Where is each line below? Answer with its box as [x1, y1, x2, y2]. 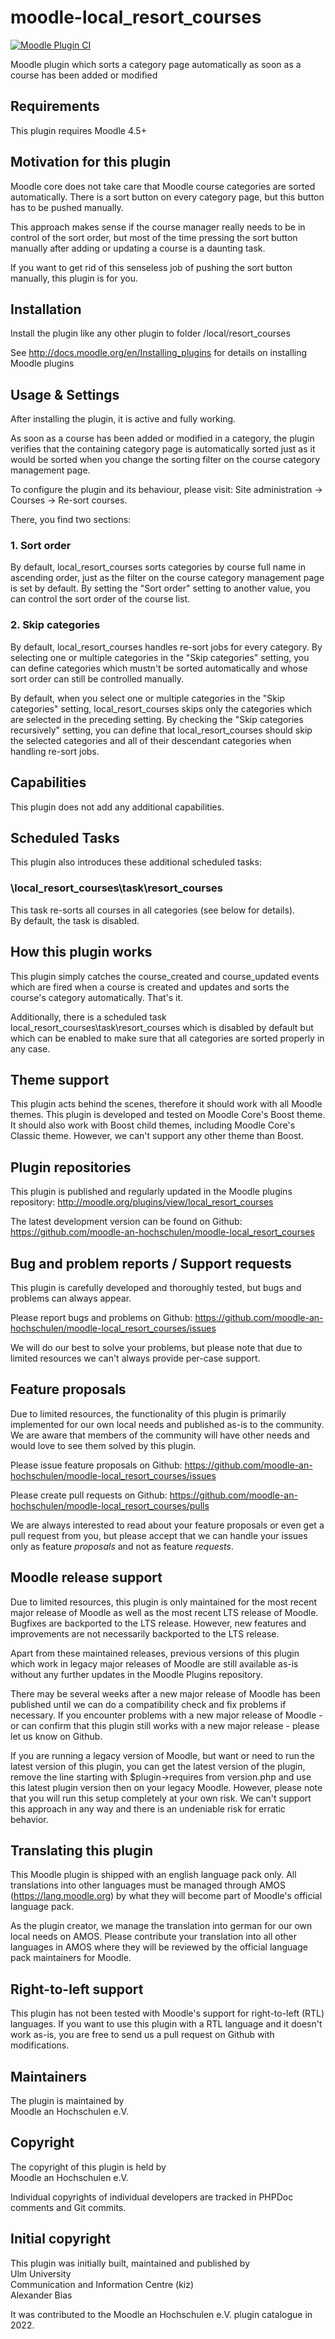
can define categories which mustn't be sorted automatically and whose [10, 662, 308, 674]
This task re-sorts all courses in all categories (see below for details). [10, 904, 296, 916]
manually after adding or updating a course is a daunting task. [10, 242, 266, 254]
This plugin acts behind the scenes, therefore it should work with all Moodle [10, 1098, 323, 1110]
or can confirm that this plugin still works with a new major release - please [10, 1719, 320, 1731]
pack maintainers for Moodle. [10, 1952, 132, 1964]
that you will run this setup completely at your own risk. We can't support [10, 1792, 312, 1804]
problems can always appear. [10, 1292, 132, 1304]
